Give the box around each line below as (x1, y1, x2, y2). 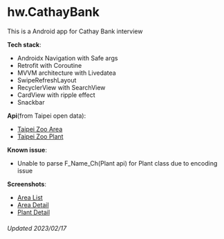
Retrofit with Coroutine (17, 61, 82, 69)
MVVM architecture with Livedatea (17, 69, 116, 77)
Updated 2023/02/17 (7, 224, 67, 232)
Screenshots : (7, 179, 47, 188)
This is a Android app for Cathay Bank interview (7, 27, 143, 35)
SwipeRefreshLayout (17, 76, 77, 84)
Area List (17, 193, 43, 202)
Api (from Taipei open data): (7, 112, 86, 120)
